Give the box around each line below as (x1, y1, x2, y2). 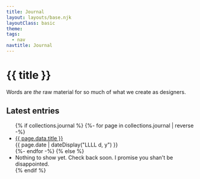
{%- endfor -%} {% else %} (15, 147, 85, 154)
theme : (6, 25, 23, 32)
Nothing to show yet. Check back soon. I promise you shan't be (15, 154, 173, 161)
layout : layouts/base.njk (6, 14, 71, 20)
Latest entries (6, 106, 60, 116)
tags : (6, 31, 20, 37)
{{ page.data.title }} (15, 134, 63, 142)
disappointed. (15, 160, 50, 168)
